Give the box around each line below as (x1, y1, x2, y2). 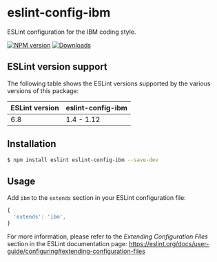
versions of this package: (7, 86, 79, 94)
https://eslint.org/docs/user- (128, 239, 209, 248)
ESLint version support (7, 61, 108, 73)
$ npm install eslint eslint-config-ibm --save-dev (7, 157, 158, 163)
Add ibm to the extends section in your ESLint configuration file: (7, 194, 186, 202)
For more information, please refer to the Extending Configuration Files (7, 232, 208, 241)
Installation (7, 138, 56, 150)
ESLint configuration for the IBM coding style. (7, 28, 136, 36)
